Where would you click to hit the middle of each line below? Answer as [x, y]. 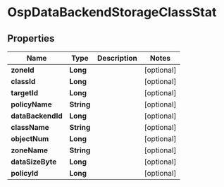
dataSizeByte [34, 162]
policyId [25, 173]
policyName [31, 104]
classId [23, 82]
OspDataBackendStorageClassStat [112, 12]
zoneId [23, 70]
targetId [25, 93]
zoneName [29, 150]
